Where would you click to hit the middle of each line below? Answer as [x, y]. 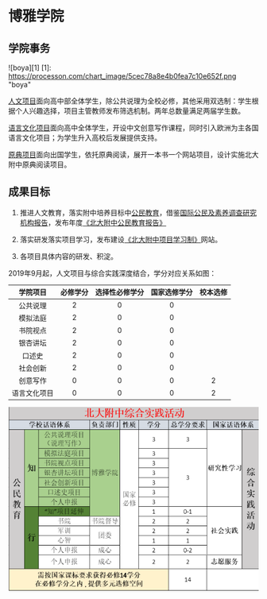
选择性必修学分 [120, 292]
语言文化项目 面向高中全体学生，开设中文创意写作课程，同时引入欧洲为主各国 [133, 128]
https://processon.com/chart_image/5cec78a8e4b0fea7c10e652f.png [122, 76]
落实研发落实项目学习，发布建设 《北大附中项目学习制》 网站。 [121, 239]
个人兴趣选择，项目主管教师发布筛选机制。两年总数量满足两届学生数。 [130, 111]
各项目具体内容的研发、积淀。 [68, 256]
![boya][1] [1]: [30, 68]
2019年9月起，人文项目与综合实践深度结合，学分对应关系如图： [112, 273]
